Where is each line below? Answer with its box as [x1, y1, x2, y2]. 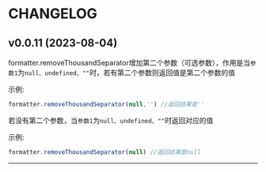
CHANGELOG [8, 5, 97, 23]
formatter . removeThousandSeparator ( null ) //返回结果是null [8, 148, 201, 156]
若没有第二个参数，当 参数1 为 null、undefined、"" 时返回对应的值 [8, 115, 214, 125]
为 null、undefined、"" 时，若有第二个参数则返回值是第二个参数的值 [17, 68, 236, 77]
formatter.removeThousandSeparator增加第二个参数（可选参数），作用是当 [8, 58, 251, 67]
